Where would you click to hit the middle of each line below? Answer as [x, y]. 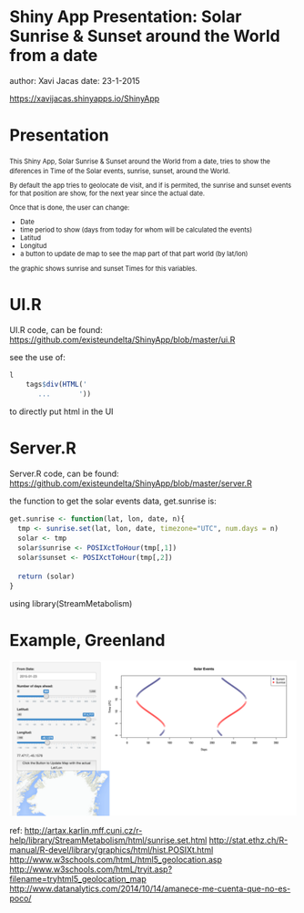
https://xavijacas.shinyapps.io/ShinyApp [85, 99]
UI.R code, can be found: [56, 329]
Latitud [31, 238]
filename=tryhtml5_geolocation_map [78, 878]
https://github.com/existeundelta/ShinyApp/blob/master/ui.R [122, 339]
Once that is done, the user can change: [70, 208]
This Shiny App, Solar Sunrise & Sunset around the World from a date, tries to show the [140, 161]
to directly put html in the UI [61, 411]
